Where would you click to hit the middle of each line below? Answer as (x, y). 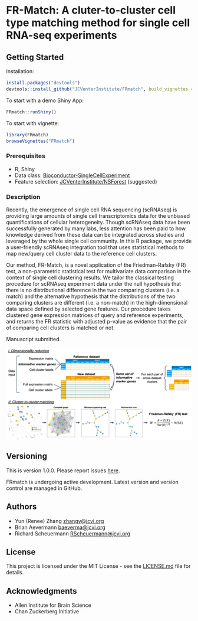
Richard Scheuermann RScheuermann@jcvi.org (72, 533)
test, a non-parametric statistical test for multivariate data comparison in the (99, 271)
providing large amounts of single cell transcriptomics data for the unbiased (98, 215)
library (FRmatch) (27, 135)
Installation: (20, 71)
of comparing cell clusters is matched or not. (60, 328)
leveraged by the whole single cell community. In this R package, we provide (99, 241)
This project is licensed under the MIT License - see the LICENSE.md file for (98, 566)
